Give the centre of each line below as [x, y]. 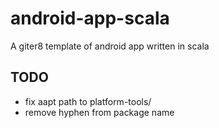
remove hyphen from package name [99, 112]
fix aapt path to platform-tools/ [88, 101]
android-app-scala [90, 18]
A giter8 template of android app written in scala [110, 46]
